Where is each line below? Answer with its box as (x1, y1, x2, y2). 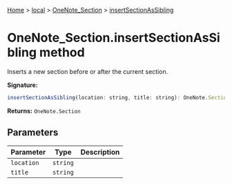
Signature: (7, 81, 38, 89)
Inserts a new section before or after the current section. (7, 67, 168, 75)
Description (80, 147, 120, 157)
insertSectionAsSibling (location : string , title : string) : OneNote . (7, 94, 209, 101)
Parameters (7, 127, 59, 139)
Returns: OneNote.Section (7, 106, 81, 115)
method (39, 45, 85, 61)
